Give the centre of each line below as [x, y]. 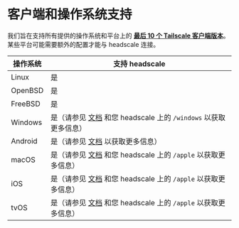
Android [24, 141]
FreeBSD [26, 104]
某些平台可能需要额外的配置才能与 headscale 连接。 [84, 44]
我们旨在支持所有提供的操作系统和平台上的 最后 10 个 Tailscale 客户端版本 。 [118, 36]
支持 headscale [139, 63]
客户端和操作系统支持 [70, 15]
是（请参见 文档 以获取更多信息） [106, 141]
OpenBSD [27, 90]
